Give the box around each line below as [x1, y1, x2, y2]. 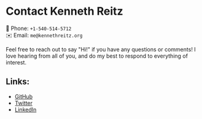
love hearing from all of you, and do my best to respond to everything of [6, 52, 188, 60]
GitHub [14, 93, 33, 100]
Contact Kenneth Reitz [6, 4, 123, 18]
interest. [6, 58, 27, 66]
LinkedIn [14, 106, 37, 113]
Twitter [14, 99, 33, 107]
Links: [6, 77, 30, 87]
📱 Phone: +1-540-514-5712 [6, 25, 72, 32]
